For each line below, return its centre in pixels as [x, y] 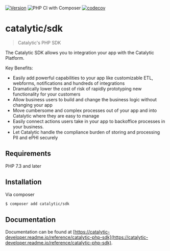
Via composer [20, 194]
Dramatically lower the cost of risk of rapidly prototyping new [77, 88]
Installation [23, 182]
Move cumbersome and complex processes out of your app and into [85, 110]
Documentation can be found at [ [40, 232]
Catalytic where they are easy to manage [56, 116]
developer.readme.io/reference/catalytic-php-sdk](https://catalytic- [77, 237]
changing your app [32, 105]
